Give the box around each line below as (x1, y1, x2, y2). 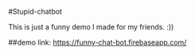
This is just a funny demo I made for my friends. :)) (8, 22, 174, 31)
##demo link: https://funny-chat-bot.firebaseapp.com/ (8, 37, 187, 47)
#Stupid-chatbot (8, 7, 62, 16)
